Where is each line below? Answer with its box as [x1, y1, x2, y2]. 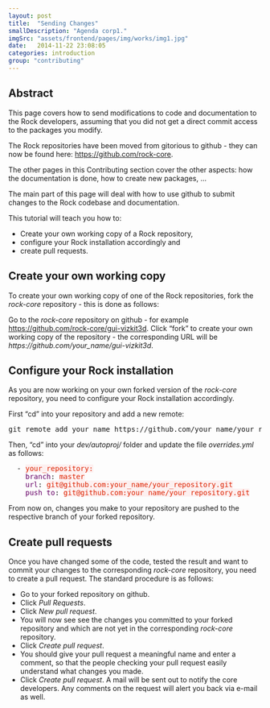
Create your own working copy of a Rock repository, [19, 229, 194, 238]
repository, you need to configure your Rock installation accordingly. [8, 394, 235, 404]
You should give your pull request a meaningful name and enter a [19, 649, 236, 659]
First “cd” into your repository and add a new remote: [8, 409, 185, 419]
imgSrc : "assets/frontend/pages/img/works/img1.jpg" [8, 34, 189, 43]
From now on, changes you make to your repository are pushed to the [8, 503, 239, 513]
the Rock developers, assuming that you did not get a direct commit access [8, 116, 258, 126]
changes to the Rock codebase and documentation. [8, 197, 179, 207]
